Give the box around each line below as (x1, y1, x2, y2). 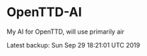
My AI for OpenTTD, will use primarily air (6, 27, 124, 36)
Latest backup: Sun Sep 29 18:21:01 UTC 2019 (6, 41, 141, 49)
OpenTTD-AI (6, 4, 82, 20)
